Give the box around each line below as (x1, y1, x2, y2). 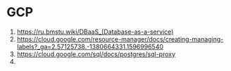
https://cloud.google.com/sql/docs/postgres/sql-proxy (16, 50, 176, 58)
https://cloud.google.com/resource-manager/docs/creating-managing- (16, 34, 224, 43)
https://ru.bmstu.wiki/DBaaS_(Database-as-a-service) (16, 27, 174, 36)
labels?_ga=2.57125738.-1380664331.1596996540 (16, 42, 163, 51)
